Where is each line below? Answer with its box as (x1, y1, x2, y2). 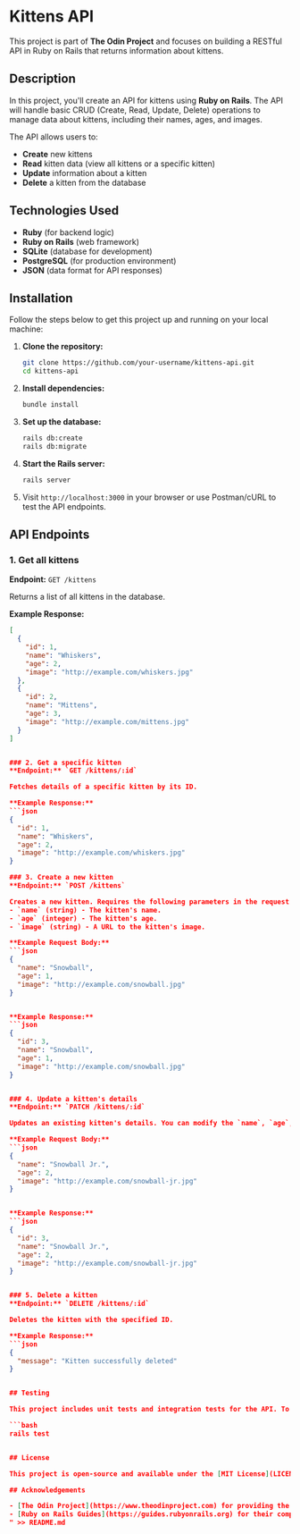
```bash (9, 1421, 38, 1430)
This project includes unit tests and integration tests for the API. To (9, 1405, 290, 1414)
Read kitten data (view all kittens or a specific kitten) (21, 158, 216, 169)
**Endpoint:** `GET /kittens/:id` (9, 766, 138, 775)
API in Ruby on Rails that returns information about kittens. (9, 45, 224, 55)
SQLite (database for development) (21, 246, 154, 257)
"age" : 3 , (25, 709, 62, 719)
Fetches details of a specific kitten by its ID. (9, 782, 198, 792)
